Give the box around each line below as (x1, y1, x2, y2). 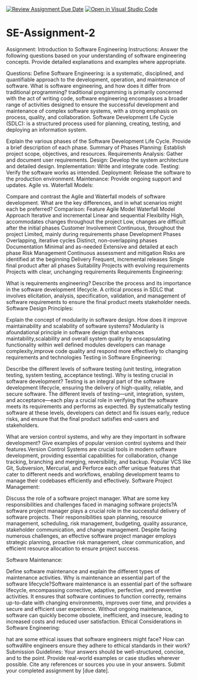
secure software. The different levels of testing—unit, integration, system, (6, 390, 185, 397)
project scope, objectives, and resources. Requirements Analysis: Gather (6, 150, 183, 157)
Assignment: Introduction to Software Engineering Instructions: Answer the (6, 45, 188, 53)
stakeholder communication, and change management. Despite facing (6, 526, 177, 533)
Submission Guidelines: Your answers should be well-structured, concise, (6, 648, 185, 655)
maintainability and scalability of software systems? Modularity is (6, 322, 164, 329)
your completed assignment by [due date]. (6, 667, 110, 674)
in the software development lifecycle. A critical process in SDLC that (6, 286, 174, 293)
